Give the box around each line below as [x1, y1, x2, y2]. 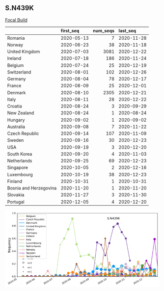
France [7, 83, 22, 89]
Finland [7, 178, 23, 184]
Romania [7, 35, 25, 41]
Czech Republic [7, 131, 39, 136]
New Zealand [7, 110, 34, 116]
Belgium [7, 62, 24, 68]
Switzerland [7, 69, 31, 75]
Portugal [7, 199, 25, 205]
